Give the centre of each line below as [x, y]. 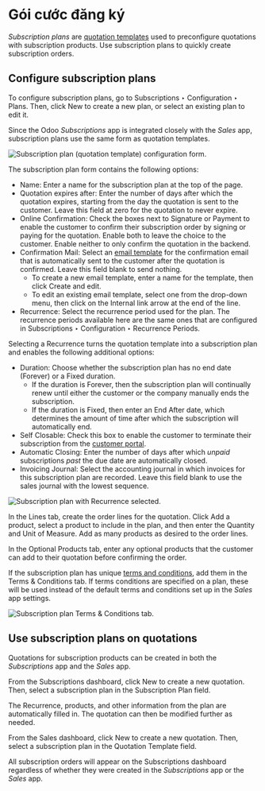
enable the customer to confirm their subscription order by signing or [133, 227]
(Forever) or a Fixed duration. [67, 376]
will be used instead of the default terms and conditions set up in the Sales [130, 589]
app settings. [30, 598]
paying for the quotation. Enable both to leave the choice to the [123, 235]
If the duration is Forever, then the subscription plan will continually [141, 384]
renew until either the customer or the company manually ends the [140, 393]
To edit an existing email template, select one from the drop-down [139, 294]
